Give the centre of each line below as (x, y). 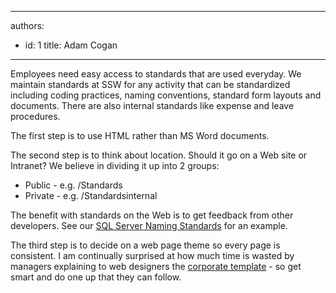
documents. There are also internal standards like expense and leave (152, 105)
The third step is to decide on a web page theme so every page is (145, 245)
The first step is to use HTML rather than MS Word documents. (140, 135)
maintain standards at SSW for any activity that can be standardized (150, 84)
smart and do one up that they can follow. (96, 277)
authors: (27, 25)
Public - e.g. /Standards (73, 185)
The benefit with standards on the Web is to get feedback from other (152, 215)
